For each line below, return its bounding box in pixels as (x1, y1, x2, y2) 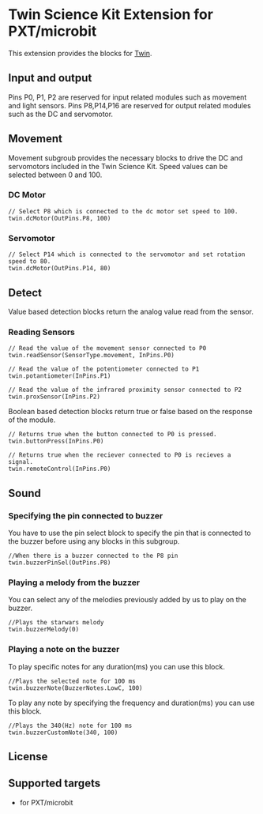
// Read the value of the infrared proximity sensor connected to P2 (8, 386, 242, 394)
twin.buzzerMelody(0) (8, 626, 80, 634)
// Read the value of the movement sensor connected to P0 (8, 345, 207, 352)
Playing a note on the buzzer (8, 644, 120, 655)
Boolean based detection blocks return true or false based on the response (8, 407, 253, 416)
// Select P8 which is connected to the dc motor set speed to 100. (8, 207, 239, 215)
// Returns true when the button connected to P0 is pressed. (8, 431, 217, 439)
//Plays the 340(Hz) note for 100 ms (8, 722, 133, 729)
